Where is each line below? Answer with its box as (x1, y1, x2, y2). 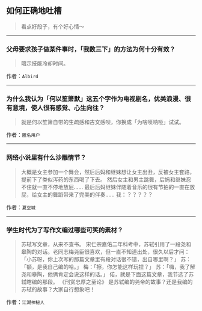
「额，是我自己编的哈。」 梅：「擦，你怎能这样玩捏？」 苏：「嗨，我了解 (20, 263, 195, 270)
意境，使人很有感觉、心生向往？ (12, 104, 105, 112)
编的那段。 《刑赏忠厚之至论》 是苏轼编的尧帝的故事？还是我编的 (31, 279, 193, 285)
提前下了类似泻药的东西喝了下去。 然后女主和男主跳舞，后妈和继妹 (20, 176, 186, 183)
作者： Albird (6, 73, 38, 80)
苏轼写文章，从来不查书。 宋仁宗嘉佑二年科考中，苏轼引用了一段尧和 (20, 241, 191, 248)
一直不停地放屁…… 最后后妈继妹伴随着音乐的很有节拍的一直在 (37, 183, 190, 191)
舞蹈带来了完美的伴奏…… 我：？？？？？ (52, 191, 153, 198)
